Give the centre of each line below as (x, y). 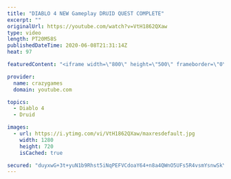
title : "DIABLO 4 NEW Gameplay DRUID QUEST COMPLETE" (86, 13)
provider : (21, 76)
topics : (18, 102)
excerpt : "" (24, 20)
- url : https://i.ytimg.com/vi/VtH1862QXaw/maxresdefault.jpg (104, 134)
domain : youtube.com (43, 89)
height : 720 (36, 146)
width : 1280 (36, 140)
